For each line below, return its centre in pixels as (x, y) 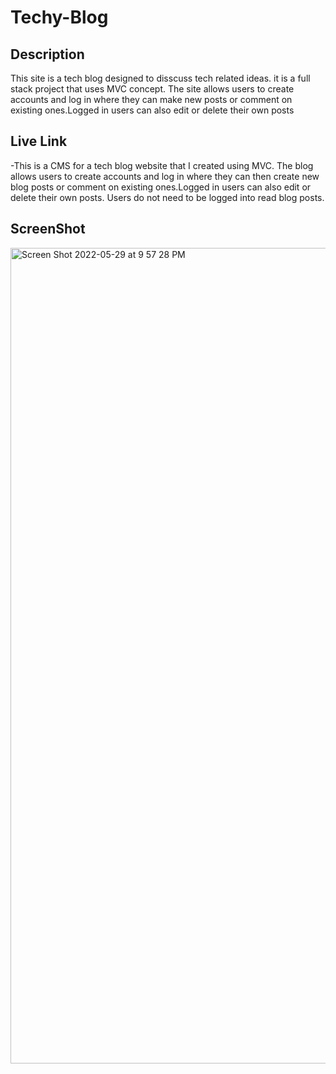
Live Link (39, 141)
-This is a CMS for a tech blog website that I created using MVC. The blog (162, 165)
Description (47, 54)
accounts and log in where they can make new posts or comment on (151, 99)
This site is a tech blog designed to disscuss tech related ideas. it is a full (160, 78)
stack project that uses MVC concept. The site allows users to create (152, 89)
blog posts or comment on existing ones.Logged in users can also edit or (161, 187)
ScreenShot (48, 229)
